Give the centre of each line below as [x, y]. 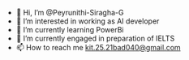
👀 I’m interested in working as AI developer [88, 21]
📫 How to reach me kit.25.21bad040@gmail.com [98, 47]
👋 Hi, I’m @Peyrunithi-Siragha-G [70, 13]
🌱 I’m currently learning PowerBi [70, 30]
